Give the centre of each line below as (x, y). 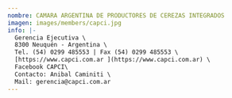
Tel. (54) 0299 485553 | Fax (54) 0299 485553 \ (97, 52)
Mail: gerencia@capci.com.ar (63, 81)
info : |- (22, 30)
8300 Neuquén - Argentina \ (61, 45)
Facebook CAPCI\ (41, 67)
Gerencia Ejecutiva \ (50, 38)
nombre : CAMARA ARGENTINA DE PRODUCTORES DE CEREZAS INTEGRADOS (116, 15)
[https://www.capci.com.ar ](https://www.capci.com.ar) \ (113, 60)
